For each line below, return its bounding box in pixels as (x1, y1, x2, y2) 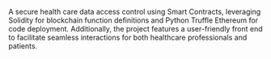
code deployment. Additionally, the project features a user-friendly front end (8, 24, 263, 33)
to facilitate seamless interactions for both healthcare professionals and (8, 32, 248, 42)
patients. (8, 41, 38, 51)
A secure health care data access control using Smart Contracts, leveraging (8, 7, 261, 16)
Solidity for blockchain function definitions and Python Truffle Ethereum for (8, 15, 259, 25)
